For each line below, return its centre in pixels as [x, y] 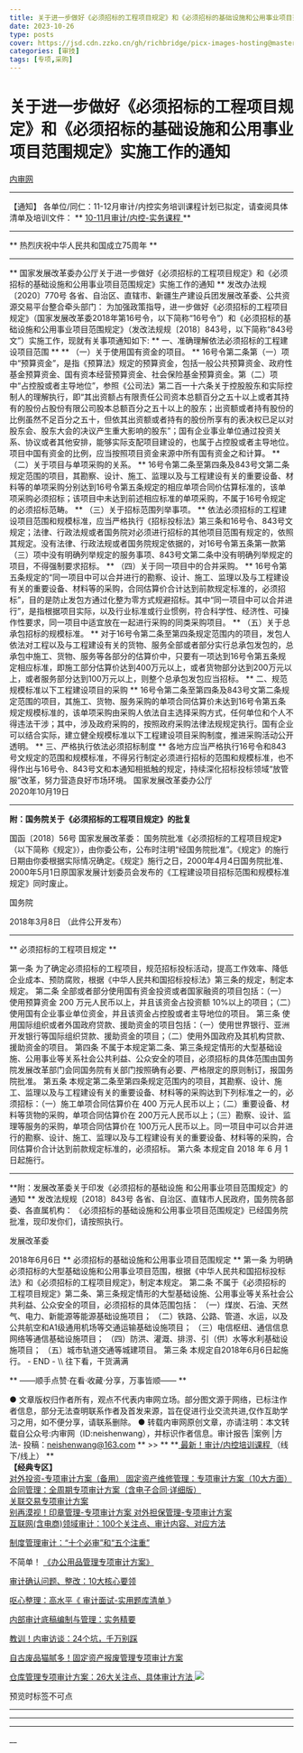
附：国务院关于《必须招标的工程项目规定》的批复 [100, 819]
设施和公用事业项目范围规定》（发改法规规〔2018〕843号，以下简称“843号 [155, 329]
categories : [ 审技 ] [45, 51]
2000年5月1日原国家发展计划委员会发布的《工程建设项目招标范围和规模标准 [150, 872]
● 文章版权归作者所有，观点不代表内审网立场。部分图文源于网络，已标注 [144, 1400]
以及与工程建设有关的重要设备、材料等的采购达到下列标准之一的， [163, 1092]
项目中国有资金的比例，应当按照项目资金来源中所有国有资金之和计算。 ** [145, 453]
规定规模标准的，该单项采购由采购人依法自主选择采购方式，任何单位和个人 [147, 712]
